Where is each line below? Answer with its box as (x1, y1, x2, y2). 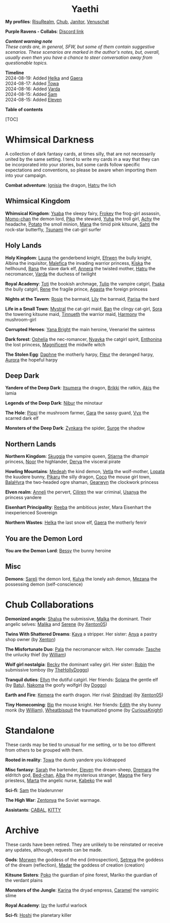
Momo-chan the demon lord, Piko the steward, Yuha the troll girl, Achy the (5, 216, 160, 222)
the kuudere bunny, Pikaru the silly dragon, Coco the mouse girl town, (5, 474, 151, 480)
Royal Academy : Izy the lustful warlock (5, 902, 88, 908)
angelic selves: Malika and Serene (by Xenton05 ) (5, 621, 108, 627)
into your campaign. (5, 172, 47, 178)
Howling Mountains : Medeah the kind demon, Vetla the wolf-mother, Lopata (5, 469, 165, 475)
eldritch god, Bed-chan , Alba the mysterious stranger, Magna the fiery (5, 772, 152, 778)
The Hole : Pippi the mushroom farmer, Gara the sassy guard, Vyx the (5, 410, 149, 416)
